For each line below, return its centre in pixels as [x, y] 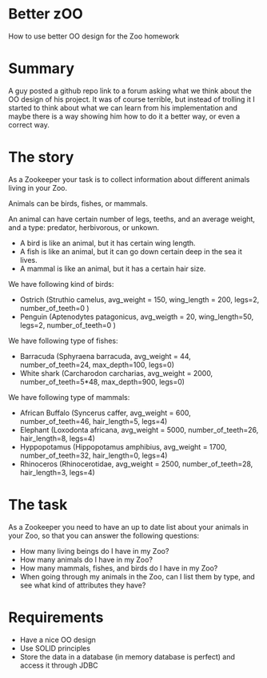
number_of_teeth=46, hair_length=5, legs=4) [94, 421]
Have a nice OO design [58, 640]
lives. [28, 260]
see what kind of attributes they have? [83, 585]
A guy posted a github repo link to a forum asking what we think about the [130, 91]
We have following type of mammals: [69, 397]
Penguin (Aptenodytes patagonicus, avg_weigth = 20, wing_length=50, [137, 317]
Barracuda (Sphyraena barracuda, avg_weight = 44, [106, 356]
